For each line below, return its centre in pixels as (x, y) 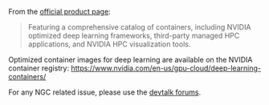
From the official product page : (59, 12)
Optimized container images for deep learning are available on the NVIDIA (130, 60)
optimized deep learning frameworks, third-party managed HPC (134, 36)
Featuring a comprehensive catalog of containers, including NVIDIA (139, 27)
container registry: (39, 68)
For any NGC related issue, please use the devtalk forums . (105, 92)
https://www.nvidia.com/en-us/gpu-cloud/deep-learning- (166, 68)
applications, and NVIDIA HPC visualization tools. (109, 44)
